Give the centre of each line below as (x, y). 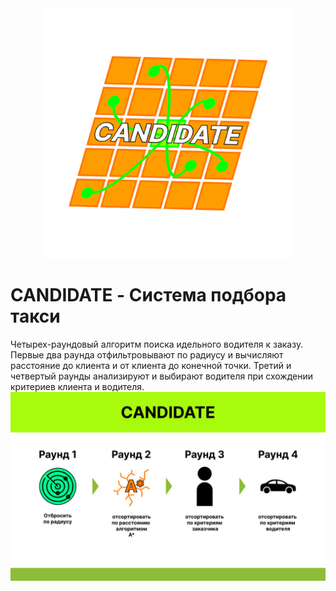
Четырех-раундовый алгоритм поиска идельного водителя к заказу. (157, 344)
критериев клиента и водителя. (77, 386)
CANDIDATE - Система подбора (148, 295)
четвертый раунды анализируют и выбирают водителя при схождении (162, 376)
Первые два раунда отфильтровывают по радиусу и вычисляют (147, 354)
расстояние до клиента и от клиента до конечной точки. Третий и (151, 365)
